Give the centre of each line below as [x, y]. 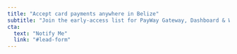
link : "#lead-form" [42, 40]
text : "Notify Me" [41, 33]
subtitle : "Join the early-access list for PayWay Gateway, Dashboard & [116, 20]
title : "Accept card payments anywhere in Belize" [83, 14]
